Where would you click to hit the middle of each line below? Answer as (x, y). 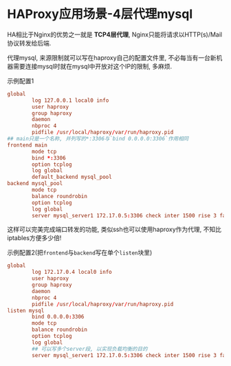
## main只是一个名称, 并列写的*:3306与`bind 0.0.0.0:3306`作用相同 (98, 139)
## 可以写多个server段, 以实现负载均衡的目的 (90, 349)
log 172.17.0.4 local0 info (72, 272)
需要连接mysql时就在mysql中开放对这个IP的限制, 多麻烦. (92, 66)
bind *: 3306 (49, 158)
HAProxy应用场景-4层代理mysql (100, 14)
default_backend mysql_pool (72, 177)
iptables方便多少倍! (34, 238)
